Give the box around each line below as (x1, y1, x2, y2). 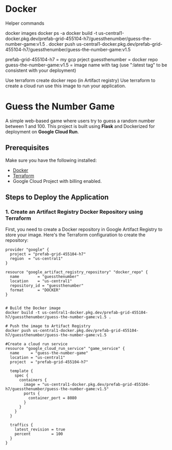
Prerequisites (5, 143, 49, 152)
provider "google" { (5, 247, 50, 252)
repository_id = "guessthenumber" (10, 283, 84, 288)
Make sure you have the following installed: (5, 157, 97, 163)
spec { (14, 373, 29, 378)
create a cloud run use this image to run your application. (5, 83, 126, 89)
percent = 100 (14, 432, 63, 437)
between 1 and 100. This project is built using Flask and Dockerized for (5, 123, 155, 129)
